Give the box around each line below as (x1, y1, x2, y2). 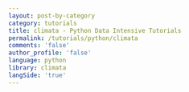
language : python (8, 57, 67, 65)
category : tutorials (8, 19, 78, 27)
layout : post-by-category (8, 11, 95, 20)
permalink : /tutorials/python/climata (8, 34, 138, 42)
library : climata (8, 64, 67, 72)
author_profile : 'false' (8, 49, 92, 57)
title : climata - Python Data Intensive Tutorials (8, 26, 182, 34)
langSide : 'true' (8, 71, 67, 79)
